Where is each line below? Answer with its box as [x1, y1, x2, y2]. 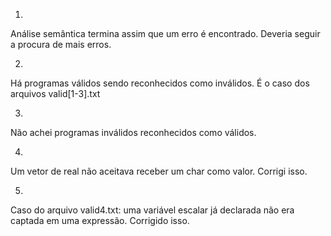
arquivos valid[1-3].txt [10, 88, 101, 99]
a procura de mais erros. [10, 39, 112, 50]
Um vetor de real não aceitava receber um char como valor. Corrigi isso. [10, 165, 308, 177]
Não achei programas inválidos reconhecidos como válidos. [10, 127, 257, 138]
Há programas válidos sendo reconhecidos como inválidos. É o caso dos [10, 77, 310, 89]
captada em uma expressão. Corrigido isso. [10, 215, 190, 226]
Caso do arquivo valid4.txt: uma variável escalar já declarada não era [10, 204, 295, 216]
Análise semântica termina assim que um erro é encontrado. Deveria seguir [10, 28, 321, 39]
